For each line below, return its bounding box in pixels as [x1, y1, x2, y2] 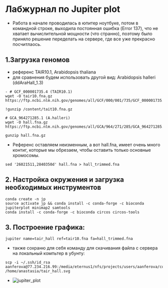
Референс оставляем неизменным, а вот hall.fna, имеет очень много [12, 141, 160, 148]
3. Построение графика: [5, 223, 85, 232]
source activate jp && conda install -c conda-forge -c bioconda [5, 201, 144, 206]
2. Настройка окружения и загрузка [5, 176, 124, 184]
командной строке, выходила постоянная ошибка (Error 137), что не [12, 25, 158, 31]
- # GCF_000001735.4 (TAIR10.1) [5, 89, 72, 94]
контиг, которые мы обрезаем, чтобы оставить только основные [12, 147, 151, 153]
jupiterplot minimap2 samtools [5, 205, 70, 210]
